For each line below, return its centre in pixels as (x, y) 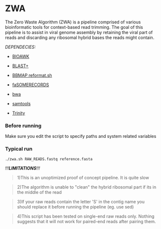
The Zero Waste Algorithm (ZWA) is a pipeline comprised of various (73, 22)
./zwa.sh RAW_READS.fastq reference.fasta (49, 159)
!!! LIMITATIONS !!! (23, 168)
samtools (21, 103)
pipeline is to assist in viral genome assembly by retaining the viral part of (79, 32)
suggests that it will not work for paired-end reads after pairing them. (86, 221)
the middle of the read (39, 192)
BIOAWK (21, 56)
